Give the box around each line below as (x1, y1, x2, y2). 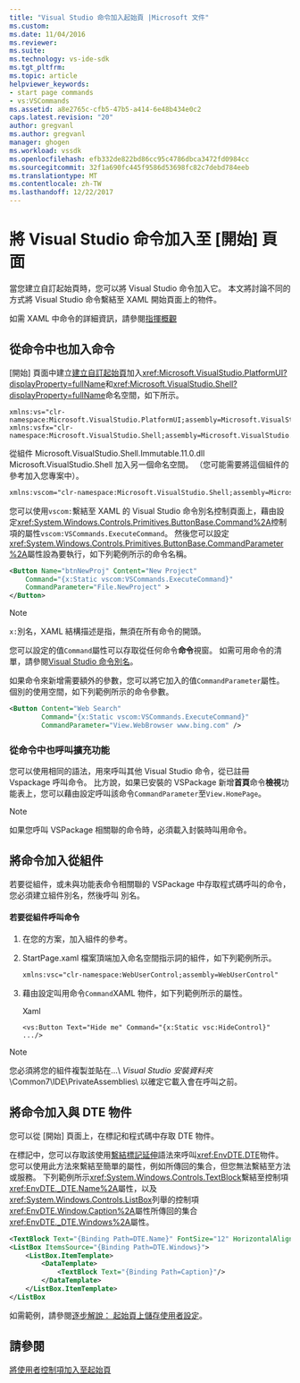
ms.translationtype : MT (9, 171, 98, 180)
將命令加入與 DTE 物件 (9, 1105, 132, 1120)
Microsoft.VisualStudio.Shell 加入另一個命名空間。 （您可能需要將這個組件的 (9, 458, 289, 470)
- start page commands (9, 88, 94, 97)
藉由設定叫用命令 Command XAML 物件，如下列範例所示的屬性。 (21, 987, 247, 998)
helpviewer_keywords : (9, 80, 90, 89)
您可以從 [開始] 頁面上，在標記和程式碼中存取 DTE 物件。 (9, 1130, 220, 1141)
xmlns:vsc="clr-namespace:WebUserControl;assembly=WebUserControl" (21, 970, 279, 980)
